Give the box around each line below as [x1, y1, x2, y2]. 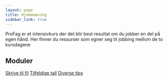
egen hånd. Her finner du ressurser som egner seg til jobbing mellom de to [5, 36, 163, 42]
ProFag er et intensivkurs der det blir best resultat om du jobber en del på [5, 31, 160, 37]
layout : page [5, 7, 33, 13]
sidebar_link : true [5, 17, 47, 22]
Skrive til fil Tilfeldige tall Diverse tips [5, 70, 83, 76]
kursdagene [5, 42, 31, 48]
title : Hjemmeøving [5, 12, 47, 17]
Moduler [5, 57, 33, 65]
